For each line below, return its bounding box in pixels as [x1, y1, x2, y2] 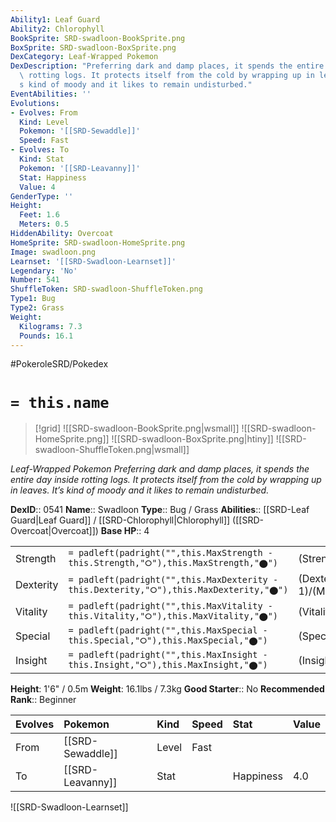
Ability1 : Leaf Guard [10, 14, 101, 25]
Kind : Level [19, 117, 70, 127]
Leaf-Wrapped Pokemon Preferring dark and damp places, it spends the [10, 463, 310, 475]
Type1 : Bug [10, 294, 56, 304]
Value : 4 [19, 182, 56, 192]
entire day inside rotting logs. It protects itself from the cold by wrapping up [10, 474, 322, 486]
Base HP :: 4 [100, 525, 150, 537]
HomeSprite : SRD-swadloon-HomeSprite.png [10, 237, 186, 248]
